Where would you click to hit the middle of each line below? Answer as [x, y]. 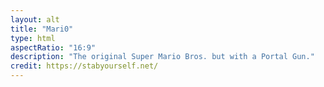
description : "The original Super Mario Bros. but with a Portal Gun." [162, 57]
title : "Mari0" [42, 29]
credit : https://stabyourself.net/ [84, 66]
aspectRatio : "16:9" [53, 47]
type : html [33, 38]
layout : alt [35, 19]
